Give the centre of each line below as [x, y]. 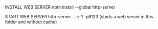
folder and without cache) [31, 22]
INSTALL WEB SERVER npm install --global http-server [60, 7]
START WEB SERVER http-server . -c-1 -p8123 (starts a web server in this [79, 16]
